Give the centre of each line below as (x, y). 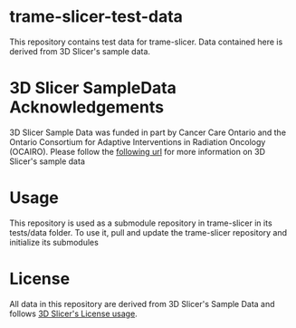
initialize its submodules (54, 242)
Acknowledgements (87, 107)
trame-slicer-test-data (96, 17)
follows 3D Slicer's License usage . (73, 314)
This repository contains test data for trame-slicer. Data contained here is (146, 42)
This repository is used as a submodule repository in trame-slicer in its (141, 223)
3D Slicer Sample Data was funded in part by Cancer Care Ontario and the (148, 132)
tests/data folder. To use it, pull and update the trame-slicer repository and (148, 232)
